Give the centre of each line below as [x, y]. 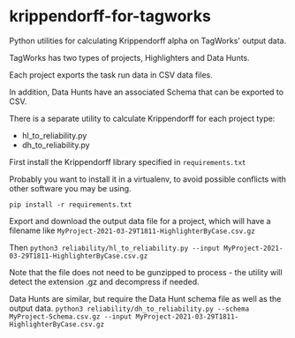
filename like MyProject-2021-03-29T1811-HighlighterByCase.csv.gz [132, 230]
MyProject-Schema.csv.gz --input [71, 316]
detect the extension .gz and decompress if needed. [105, 282]
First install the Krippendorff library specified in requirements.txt [128, 161]
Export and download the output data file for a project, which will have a [140, 221]
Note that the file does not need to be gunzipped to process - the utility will [146, 272]
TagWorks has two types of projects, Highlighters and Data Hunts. [129, 57]
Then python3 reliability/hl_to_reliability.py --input [115, 247]
